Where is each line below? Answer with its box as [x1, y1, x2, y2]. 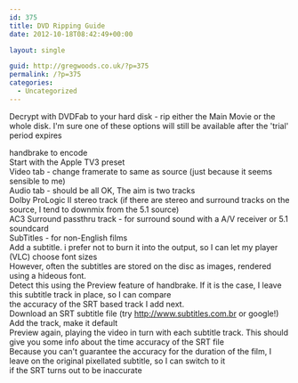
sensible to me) [9, 175, 66, 186]
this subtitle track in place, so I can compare [9, 289, 172, 299]
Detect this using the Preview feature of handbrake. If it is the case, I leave [9, 280, 282, 290]
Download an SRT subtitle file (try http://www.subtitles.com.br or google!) [9, 308, 279, 319]
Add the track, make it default [9, 317, 118, 328]
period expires [9, 130, 62, 141]
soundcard [9, 223, 49, 233]
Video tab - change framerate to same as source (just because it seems [9, 166, 273, 176]
